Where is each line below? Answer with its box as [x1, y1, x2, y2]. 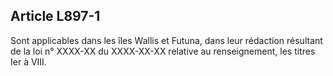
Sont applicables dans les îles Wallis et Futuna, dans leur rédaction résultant [10, 34, 323, 46]
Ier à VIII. [10, 55, 47, 68]
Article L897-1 [10, 8, 101, 25]
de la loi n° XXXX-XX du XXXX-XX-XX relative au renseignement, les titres [10, 45, 316, 57]
